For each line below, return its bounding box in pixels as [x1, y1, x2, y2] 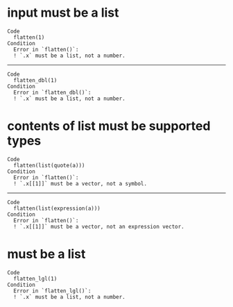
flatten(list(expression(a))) [13, 205, 101, 212]
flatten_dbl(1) [13, 76, 58, 84]
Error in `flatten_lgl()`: [13, 287, 92, 294]
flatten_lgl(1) [13, 275, 58, 282]
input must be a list [7, 5, 119, 21]
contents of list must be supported [7, 118, 211, 134]
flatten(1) [13, 33, 45, 41]
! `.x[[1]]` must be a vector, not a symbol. [13, 180, 148, 187]
